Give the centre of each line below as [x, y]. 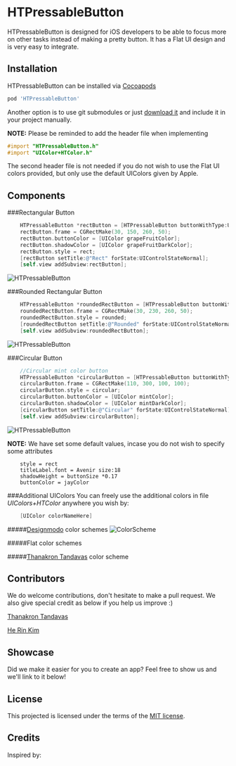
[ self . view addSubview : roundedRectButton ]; [85, 331]
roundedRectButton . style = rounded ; [74, 318]
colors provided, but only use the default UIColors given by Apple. [103, 174]
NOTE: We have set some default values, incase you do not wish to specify [116, 443]
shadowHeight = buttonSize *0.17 [69, 476]
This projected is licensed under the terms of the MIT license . [96, 716]
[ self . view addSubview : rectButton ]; [74, 264]
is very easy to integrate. [43, 46]
